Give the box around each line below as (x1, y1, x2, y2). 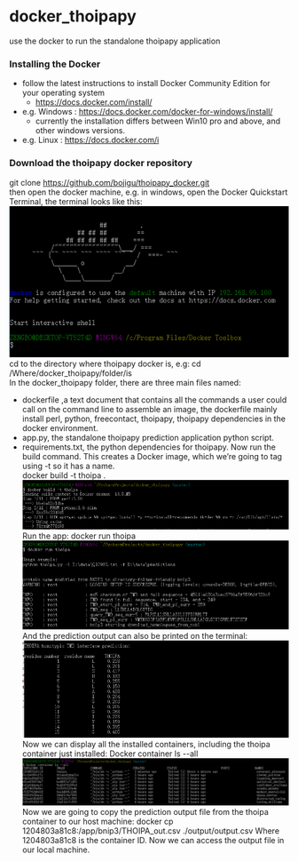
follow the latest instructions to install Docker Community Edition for (21, 78, 271, 89)
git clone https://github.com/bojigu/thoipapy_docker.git (9, 177, 210, 188)
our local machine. (21, 844, 90, 855)
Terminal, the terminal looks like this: (9, 196, 144, 206)
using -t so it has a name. (21, 460, 115, 471)
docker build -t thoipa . (21, 469, 106, 481)
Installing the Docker (9, 58, 101, 70)
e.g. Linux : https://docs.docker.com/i (21, 135, 160, 146)
